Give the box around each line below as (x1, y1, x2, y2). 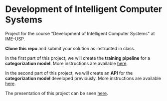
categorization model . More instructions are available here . (5, 60, 128, 66)
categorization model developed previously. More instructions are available (5, 75, 161, 81)
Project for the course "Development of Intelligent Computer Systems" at (5, 30, 155, 36)
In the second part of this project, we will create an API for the (5, 70, 133, 76)
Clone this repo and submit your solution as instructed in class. (5, 45, 136, 51)
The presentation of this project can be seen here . (5, 90, 108, 96)
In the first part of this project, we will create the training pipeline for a (5, 55, 151, 61)
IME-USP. (5, 36, 25, 42)
